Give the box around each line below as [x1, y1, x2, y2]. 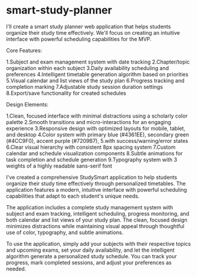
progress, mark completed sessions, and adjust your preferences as [6, 259, 172, 266]
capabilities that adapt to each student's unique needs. [6, 192, 140, 199]
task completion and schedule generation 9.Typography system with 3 [6, 156, 178, 163]
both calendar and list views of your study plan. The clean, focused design [6, 216, 188, 223]
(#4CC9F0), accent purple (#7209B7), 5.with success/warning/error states [6, 137, 189, 144]
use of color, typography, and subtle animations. [6, 229, 124, 236]
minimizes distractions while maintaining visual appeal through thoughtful [6, 222, 185, 229]
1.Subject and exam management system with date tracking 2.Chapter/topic [6, 58, 190, 65]
